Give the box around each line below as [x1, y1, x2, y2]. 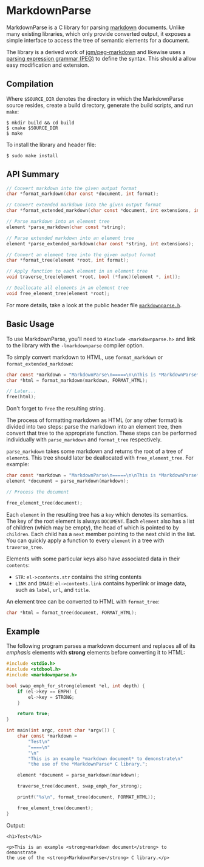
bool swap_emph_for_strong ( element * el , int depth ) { [6, 682, 146, 689]
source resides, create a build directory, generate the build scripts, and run [6, 101, 194, 109]
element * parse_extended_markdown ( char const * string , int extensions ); [6, 240, 194, 246]
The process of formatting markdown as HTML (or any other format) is [6, 416, 183, 424]
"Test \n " [28, 738, 50, 744]
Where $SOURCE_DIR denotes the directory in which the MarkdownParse [6, 95, 184, 102]
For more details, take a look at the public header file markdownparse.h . [6, 301, 182, 308]
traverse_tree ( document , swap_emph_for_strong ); [17, 783, 143, 789]
